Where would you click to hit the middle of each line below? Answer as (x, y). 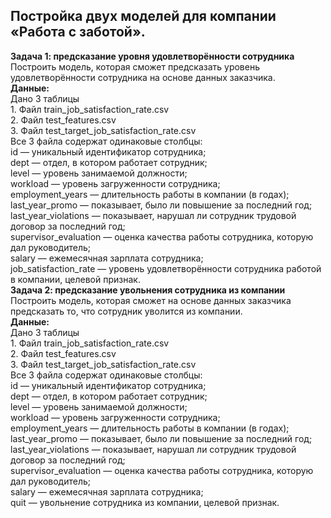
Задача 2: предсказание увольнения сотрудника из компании (148, 290)
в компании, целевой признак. (75, 279)
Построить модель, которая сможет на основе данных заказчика (151, 300)
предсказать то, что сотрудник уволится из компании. (126, 311)
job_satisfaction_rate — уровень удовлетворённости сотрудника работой (166, 268)
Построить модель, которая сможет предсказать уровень (135, 66)
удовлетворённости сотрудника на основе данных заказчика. (143, 77)
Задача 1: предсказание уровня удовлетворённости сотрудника (152, 56)
